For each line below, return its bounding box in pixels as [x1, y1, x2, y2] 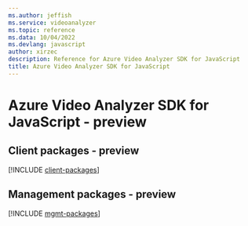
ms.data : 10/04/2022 [8, 33, 76, 42]
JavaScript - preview [8, 113, 148, 130]
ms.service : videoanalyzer [8, 19, 97, 27]
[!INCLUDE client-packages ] [8, 165, 100, 174]
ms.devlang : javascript [8, 41, 86, 49]
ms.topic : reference [8, 26, 76, 34]
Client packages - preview [8, 144, 140, 158]
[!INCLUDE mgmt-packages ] [8, 209, 100, 218]
